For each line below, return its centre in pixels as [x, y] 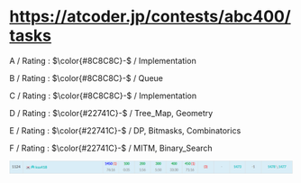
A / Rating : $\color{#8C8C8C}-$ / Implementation [103, 60]
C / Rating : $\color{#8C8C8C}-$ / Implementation [103, 96]
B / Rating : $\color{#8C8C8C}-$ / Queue [87, 78]
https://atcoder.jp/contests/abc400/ [150, 17]
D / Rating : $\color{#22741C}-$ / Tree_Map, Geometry [111, 113]
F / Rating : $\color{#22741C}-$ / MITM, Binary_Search [111, 148]
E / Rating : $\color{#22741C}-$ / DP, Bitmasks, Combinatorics [125, 130]
